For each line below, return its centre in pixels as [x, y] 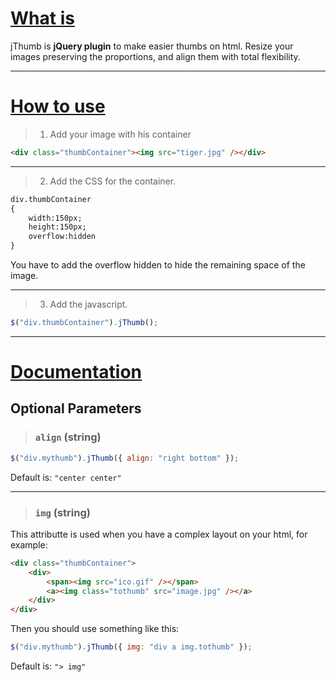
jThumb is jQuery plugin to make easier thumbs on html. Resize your [152, 46]
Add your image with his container [120, 134]
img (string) [62, 512]
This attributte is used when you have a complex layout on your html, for [159, 534]
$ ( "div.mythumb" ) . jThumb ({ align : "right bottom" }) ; [125, 458]
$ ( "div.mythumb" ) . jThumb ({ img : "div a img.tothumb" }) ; [131, 647]
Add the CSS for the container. [113, 181]
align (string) [68, 437]
